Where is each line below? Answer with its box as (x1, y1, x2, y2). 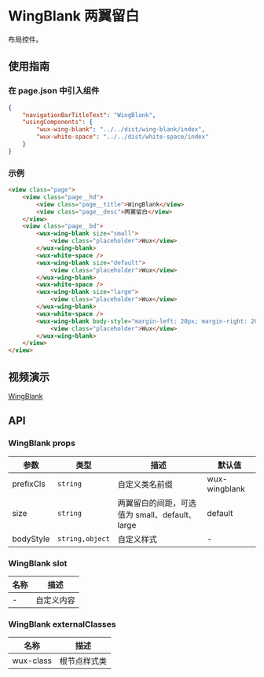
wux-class (12, 655, 53, 666)
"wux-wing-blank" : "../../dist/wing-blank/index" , (36, 126, 206, 134)
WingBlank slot (8, 558, 68, 569)
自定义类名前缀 (117, 478, 173, 489)
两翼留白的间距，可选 (117, 497, 196, 508)
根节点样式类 (59, 656, 108, 667)
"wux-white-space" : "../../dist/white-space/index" (36, 133, 210, 141)
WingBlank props (8, 437, 76, 448)
